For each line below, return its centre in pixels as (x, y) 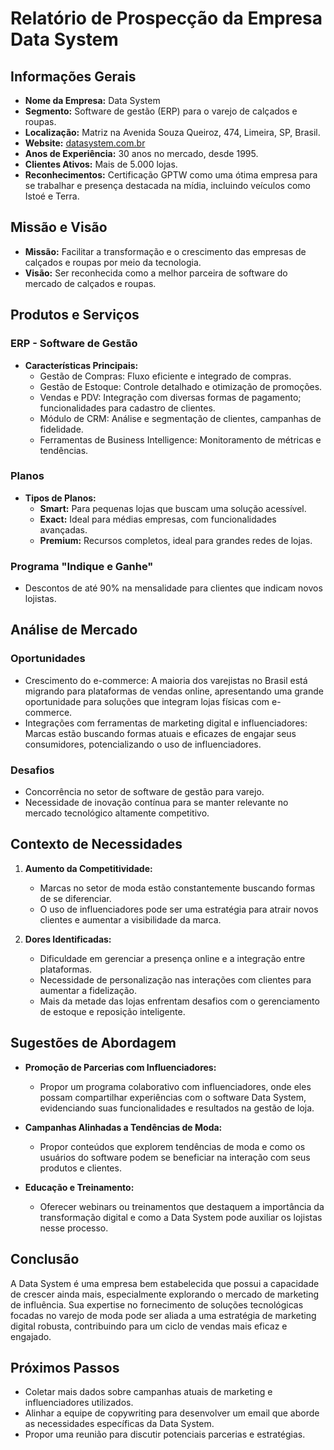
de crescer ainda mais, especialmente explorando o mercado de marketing (165, 1294)
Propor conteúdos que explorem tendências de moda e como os (172, 1146)
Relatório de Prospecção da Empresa (166, 18)
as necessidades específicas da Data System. (119, 1424)
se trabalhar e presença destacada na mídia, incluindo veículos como (167, 185)
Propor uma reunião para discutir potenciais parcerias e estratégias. (165, 1434)
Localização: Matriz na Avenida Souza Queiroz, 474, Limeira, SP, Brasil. (172, 132)
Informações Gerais (73, 76)
